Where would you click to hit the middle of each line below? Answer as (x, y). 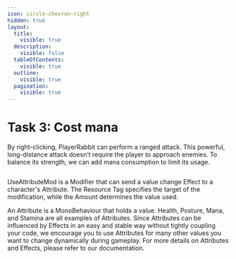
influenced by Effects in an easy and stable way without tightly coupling (112, 226)
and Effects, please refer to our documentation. (76, 248)
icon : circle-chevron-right (49, 14)
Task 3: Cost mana (63, 127)
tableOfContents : (39, 60)
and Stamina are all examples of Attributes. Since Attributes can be (104, 218)
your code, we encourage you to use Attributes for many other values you (114, 233)
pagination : (31, 86)
